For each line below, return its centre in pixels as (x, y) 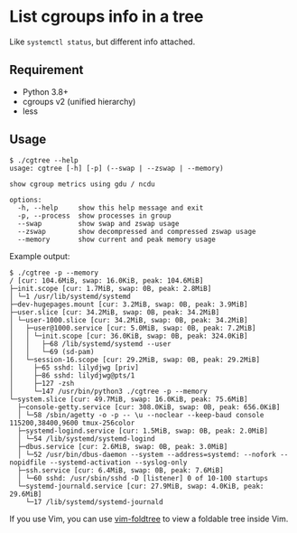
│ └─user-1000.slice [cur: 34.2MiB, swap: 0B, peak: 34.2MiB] (129, 320)
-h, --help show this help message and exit (111, 208)
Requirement (46, 70)
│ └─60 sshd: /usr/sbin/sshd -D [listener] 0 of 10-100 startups (143, 478)
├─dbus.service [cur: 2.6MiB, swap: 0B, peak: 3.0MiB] (123, 446)
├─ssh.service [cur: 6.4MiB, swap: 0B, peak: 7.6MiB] (121, 470)
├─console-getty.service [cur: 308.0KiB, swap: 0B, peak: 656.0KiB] (149, 407)
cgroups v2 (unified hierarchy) (79, 101)
